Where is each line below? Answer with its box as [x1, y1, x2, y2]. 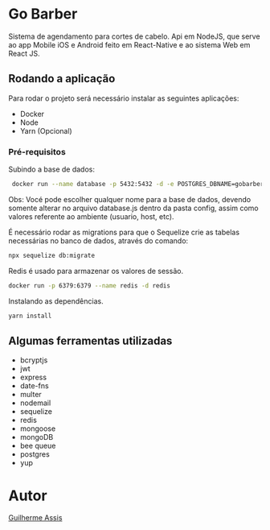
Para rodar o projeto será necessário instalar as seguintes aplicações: [8, 93, 239, 103]
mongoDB [19, 433, 54, 442]
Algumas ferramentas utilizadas [8, 333, 173, 347]
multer [19, 390, 42, 400]
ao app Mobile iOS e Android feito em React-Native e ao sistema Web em [8, 39, 251, 49]
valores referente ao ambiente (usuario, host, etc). [8, 211, 174, 222]
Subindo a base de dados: [8, 164, 95, 174]
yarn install [8, 312, 52, 320]
